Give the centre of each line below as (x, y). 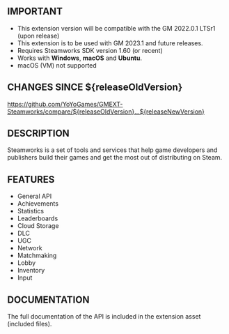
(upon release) (38, 36)
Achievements (38, 204)
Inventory (31, 271)
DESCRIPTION (38, 134)
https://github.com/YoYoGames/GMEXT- (65, 104)
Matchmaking (37, 256)
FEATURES (31, 180)
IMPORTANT (35, 12)
